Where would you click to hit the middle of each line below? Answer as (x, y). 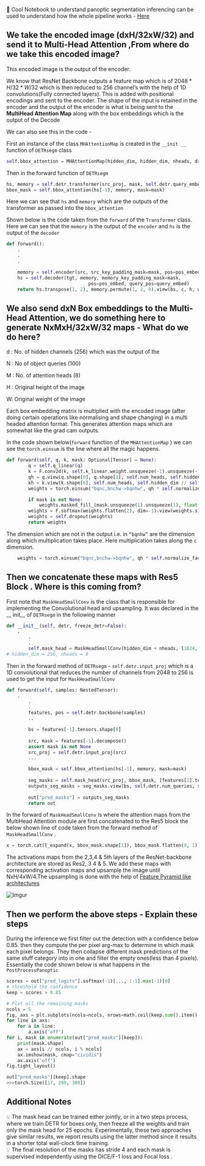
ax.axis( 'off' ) (37, 1060)
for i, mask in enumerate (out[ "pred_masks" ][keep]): (75, 1038)
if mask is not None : (56, 499)
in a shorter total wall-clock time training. (58, 1143)
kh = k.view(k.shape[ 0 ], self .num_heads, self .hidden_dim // (108, 483)
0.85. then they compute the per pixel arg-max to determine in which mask (100, 945)
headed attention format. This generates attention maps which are (89, 424)
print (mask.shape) (41, 1043)
